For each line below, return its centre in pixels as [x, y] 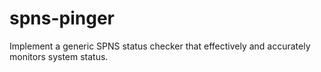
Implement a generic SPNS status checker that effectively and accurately [160, 46]
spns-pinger [62, 18]
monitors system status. [59, 56]
